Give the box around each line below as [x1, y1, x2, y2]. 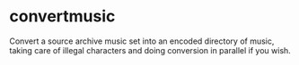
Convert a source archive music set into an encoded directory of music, [9, 36, 275, 46]
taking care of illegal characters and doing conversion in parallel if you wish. [9, 45, 292, 55]
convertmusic [9, 6, 116, 27]
